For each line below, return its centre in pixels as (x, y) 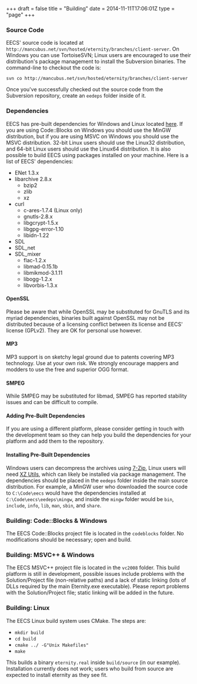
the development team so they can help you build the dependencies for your (99, 435)
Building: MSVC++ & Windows (50, 555)
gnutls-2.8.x (38, 216)
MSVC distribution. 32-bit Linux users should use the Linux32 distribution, (96, 142)
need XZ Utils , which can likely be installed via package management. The (96, 474)
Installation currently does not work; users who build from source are (90, 668)
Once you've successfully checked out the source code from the (85, 89)
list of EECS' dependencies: (40, 161)
